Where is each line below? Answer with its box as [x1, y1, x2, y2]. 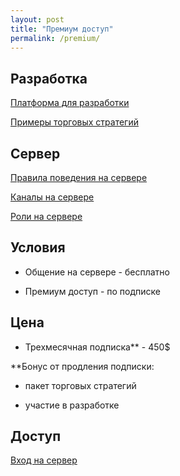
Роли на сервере [10, 211, 83, 222]
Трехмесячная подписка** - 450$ [24, 341, 171, 353]
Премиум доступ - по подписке [24, 285, 162, 297]
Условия [10, 239, 66, 256]
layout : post [10, 14, 65, 25]
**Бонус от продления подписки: [10, 360, 155, 372]
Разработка [10, 70, 88, 87]
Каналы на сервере [10, 191, 95, 203]
